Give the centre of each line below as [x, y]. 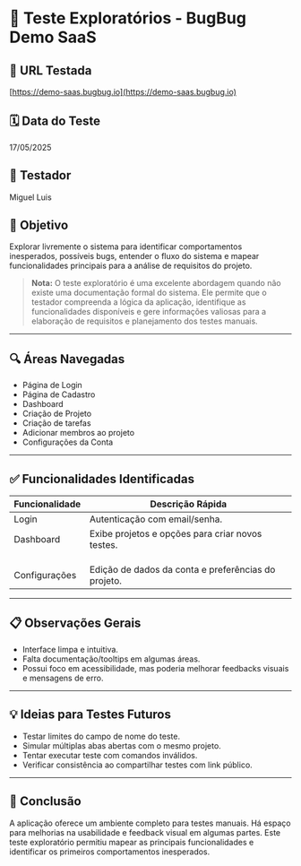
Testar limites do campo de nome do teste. [101, 736]
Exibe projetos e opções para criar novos [176, 534]
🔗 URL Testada [51, 70]
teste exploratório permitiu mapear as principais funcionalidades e [132, 842]
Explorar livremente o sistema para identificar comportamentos [126, 247]
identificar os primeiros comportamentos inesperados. [110, 852]
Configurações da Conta [68, 442]
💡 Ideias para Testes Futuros [90, 715]
